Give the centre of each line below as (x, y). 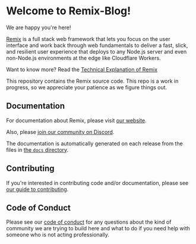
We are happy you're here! (39, 27)
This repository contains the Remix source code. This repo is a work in (92, 81)
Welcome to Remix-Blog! (69, 11)
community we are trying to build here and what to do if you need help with (98, 229)
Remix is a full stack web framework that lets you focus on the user (88, 39)
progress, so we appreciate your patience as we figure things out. (87, 87)
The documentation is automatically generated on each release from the (94, 143)
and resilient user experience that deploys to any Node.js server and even (97, 51)
